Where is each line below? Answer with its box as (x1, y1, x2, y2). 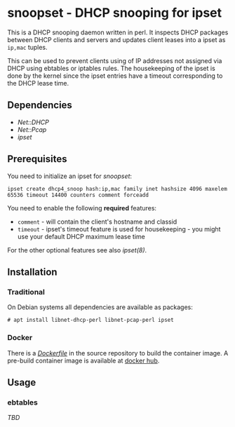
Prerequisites (7, 153, 67, 165)
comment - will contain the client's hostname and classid (17, 217, 177, 226)
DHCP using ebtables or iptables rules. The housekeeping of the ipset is (7, 64, 215, 72)
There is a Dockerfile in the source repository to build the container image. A (7, 348, 229, 357)
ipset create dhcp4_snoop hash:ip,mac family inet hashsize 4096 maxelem (7, 185, 228, 192)
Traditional (7, 287, 46, 297)
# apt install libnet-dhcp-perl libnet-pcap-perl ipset (7, 317, 174, 324)
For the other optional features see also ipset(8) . (7, 245, 147, 254)
